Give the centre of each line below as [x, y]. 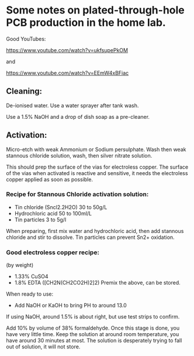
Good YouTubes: [26, 39]
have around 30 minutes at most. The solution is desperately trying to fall [94, 341]
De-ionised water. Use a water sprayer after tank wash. [72, 105]
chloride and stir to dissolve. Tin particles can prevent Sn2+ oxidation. [90, 237]
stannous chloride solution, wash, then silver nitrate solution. [79, 155]
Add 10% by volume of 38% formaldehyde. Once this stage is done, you [93, 328]
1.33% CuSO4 [31, 276]
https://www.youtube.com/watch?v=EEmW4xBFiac [67, 73]
